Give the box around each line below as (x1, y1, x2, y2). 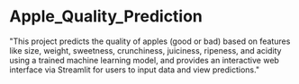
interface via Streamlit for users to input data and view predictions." (9, 64, 259, 75)
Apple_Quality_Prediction (9, 6, 203, 27)
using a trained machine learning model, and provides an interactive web (9, 55, 279, 65)
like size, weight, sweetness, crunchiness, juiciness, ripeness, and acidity (9, 45, 282, 55)
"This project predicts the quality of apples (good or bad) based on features (9, 36, 291, 46)
